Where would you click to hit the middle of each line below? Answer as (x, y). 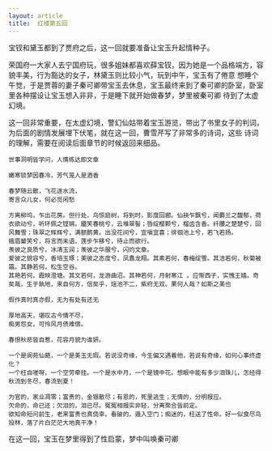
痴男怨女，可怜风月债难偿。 (48, 324)
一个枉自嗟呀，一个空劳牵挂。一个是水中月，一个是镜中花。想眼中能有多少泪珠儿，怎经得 (135, 372)
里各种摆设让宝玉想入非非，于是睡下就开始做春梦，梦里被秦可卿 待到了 (126, 95)
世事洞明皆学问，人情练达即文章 (54, 160)
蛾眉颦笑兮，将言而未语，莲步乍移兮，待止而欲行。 (81, 241)
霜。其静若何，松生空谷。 (45, 267)
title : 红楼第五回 (38, 23)
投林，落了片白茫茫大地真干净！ (54, 423)
